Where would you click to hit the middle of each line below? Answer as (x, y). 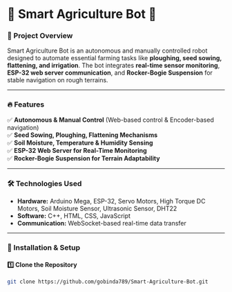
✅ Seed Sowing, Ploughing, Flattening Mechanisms (83, 135)
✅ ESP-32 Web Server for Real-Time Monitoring (77, 150)
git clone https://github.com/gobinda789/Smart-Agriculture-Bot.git (108, 282)
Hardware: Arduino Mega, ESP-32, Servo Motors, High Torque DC (111, 201)
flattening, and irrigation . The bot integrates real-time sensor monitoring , (114, 66)
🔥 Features (26, 104)
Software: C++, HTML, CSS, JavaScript (74, 216)
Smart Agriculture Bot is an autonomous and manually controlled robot (107, 51)
